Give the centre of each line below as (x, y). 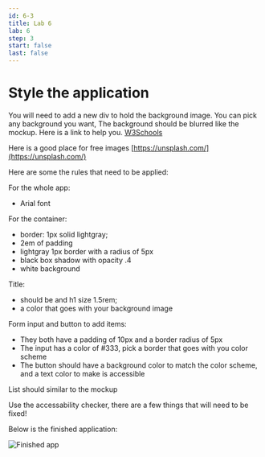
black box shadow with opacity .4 (75, 260)
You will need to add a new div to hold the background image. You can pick (133, 115)
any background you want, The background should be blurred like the (124, 124)
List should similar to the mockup (63, 389)
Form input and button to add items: (67, 323)
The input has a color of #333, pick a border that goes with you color (134, 348)
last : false (28, 53)
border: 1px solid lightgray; (64, 234)
